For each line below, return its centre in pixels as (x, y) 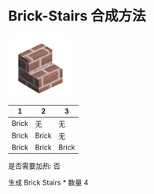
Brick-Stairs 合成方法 (77, 16)
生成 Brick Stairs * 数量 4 (48, 182)
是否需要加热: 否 (34, 166)
